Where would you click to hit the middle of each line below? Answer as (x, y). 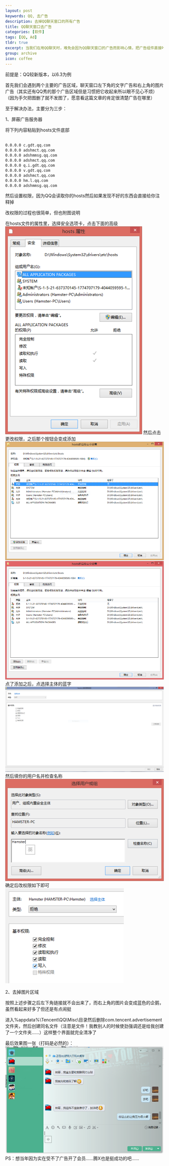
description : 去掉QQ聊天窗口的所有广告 (43, 21)
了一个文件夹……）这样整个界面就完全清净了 (51, 1032)
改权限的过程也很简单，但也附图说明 (43, 213)
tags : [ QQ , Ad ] (21, 37)
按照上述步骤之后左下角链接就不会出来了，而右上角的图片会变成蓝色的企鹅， (84, 1002)
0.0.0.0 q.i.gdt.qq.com (30, 165)
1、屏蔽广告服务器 (24, 119)
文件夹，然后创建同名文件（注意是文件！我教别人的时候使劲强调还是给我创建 (84, 1026)
